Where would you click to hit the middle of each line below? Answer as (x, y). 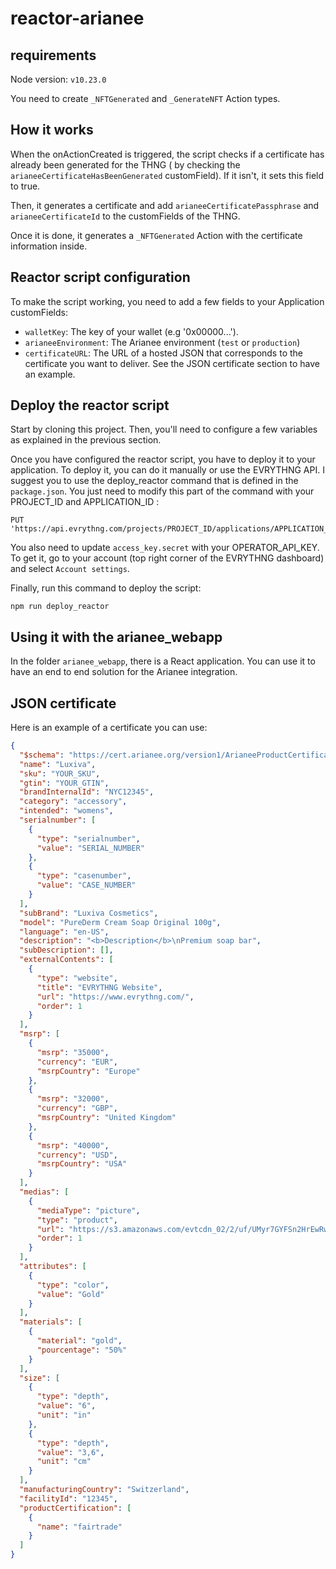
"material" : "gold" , (79, 1341)
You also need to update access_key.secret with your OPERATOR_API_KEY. (165, 548)
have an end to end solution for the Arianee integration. (124, 672)
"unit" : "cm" (64, 1462)
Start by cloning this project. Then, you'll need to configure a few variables (164, 429)
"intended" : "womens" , (66, 811)
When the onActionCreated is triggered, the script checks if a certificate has (167, 154)
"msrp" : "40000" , (73, 1145)
